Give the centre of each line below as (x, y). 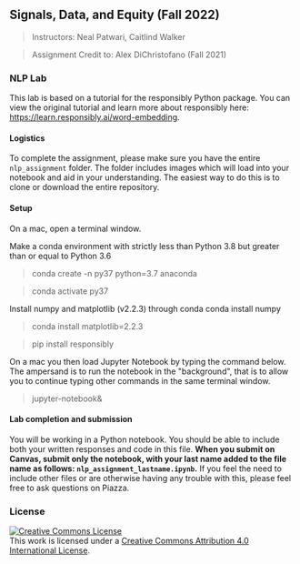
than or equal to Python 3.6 (60, 256)
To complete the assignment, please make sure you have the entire (135, 158)
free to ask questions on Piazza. (70, 488)
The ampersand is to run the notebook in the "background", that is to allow (149, 371)
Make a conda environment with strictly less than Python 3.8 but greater (145, 246)
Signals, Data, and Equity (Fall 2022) (115, 15)
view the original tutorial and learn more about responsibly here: (130, 107)
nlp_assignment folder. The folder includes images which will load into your (149, 168)
